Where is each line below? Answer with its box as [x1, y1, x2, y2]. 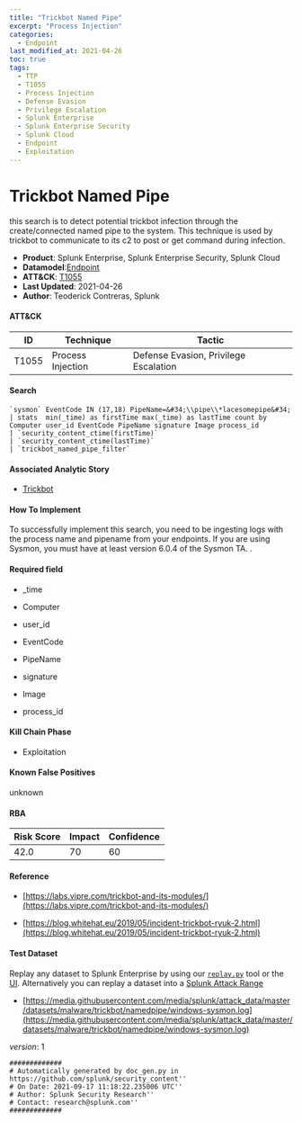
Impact [68, 830, 101, 843]
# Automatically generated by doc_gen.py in [9, 1066, 179, 1075]
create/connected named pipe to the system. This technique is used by [9, 225, 273, 236]
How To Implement [9, 504, 81, 515]
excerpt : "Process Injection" [9, 22, 123, 31]
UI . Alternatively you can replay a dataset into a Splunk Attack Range [9, 977, 263, 988]
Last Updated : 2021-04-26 [22, 281, 123, 292]
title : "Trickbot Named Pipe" [9, 13, 123, 22]
